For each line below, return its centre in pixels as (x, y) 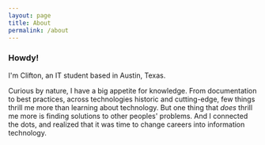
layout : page (30, 15)
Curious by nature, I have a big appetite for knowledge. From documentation (132, 90)
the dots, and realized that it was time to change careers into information (127, 124)
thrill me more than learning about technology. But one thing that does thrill (131, 107)
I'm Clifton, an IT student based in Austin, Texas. (87, 75)
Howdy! (24, 58)
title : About (30, 23)
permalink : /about (38, 30)
